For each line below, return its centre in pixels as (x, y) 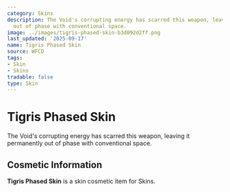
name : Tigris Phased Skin (44, 45)
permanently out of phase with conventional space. (79, 143)
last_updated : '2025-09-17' (47, 39)
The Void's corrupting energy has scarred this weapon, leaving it (99, 136)
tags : (15, 58)
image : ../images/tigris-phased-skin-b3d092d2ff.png (84, 32)
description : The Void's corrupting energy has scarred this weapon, (108, 20)
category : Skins (30, 13)
